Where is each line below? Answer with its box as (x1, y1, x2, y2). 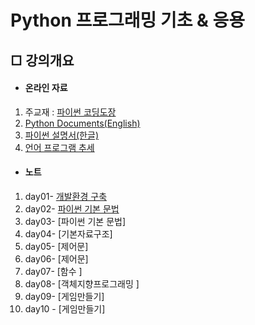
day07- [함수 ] (24, 265, 83, 277)
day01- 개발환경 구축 (24, 190, 108, 202)
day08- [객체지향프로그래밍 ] (24, 277, 140, 290)
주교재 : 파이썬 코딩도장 (24, 106, 117, 118)
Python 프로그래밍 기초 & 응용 (10, 9, 246, 32)
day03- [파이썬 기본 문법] (24, 215, 126, 227)
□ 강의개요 (10, 52, 75, 69)
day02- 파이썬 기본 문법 (24, 202, 120, 215)
